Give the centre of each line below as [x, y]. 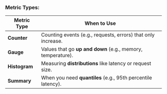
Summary [19, 81]
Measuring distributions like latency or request [96, 64]
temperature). [57, 55]
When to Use [100, 23]
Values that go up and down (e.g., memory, [92, 49]
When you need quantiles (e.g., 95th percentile [97, 78]
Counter [18, 38]
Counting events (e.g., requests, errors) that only [98, 35]
